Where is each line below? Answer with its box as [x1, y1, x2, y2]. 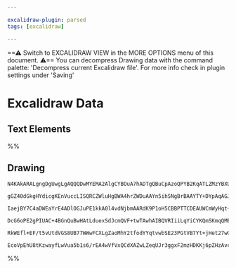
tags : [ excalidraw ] [7, 22, 65, 30]
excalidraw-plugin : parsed [7, 16, 86, 23]
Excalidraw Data [7, 95, 104, 111]
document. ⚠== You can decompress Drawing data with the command [7, 55, 213, 64]
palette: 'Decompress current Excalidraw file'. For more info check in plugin [7, 63, 225, 72]
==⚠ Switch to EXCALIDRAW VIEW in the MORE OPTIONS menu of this [7, 48, 214, 57]
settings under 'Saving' [7, 71, 74, 79]
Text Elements [7, 123, 72, 135]
